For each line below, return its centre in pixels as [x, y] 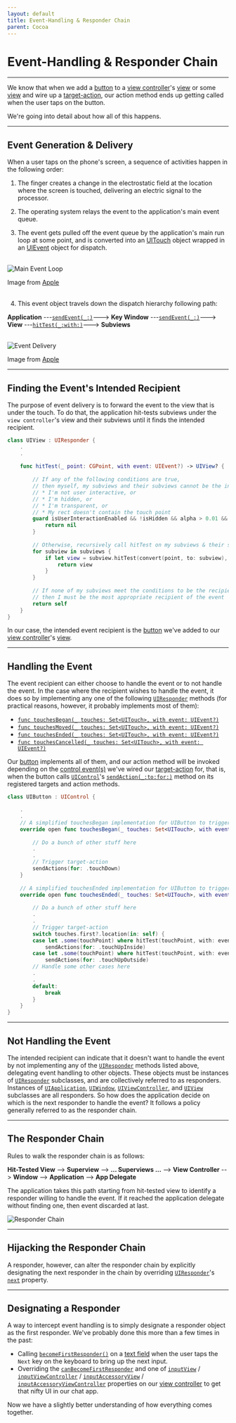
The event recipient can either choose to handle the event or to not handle [115, 684]
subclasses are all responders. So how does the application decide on [109, 1095]
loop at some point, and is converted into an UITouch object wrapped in [121, 241]
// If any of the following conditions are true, [106, 480]
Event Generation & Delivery [70, 145]
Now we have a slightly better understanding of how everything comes [110, 1405]
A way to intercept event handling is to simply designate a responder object [117, 1325]
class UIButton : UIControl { [52, 797]
